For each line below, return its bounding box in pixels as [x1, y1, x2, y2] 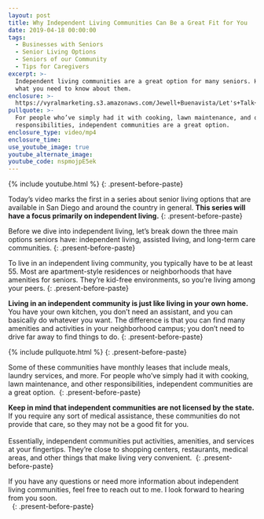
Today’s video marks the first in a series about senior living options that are [8, 194, 251, 204]
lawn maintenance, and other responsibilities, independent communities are [8, 379, 254, 389]
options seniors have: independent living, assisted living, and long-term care [8, 235, 256, 245]
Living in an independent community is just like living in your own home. [8, 299, 249, 308]
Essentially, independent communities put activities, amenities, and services [8, 436, 255, 446]
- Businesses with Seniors [15, 41, 104, 49]
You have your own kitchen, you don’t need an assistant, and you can [8, 307, 233, 317]
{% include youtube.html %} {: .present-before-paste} [8, 179, 183, 189]
